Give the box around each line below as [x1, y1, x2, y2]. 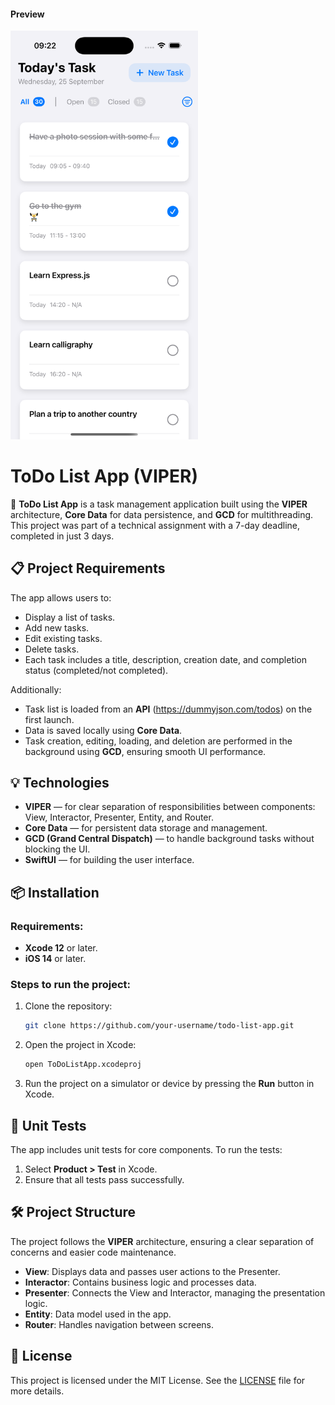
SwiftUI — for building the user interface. [24, 854, 195, 866]
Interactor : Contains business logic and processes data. [24, 1276, 257, 1288]
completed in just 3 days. [10, 530, 115, 542]
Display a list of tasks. [24, 611, 116, 623]
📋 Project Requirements [10, 560, 166, 577]
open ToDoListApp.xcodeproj [24, 1060, 142, 1070]
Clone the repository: [24, 1000, 113, 1012]
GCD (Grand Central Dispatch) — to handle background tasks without [24, 833, 315, 845]
